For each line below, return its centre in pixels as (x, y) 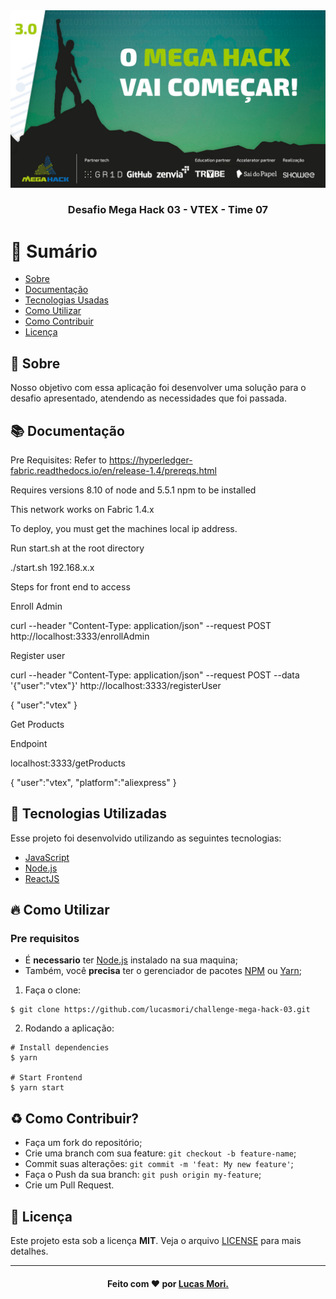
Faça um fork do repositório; (83, 1143)
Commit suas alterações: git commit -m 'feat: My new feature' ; (159, 1164)
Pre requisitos (45, 939)
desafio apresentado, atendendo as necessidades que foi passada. (149, 398)
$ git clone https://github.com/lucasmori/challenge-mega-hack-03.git (160, 1010)
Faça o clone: (53, 990)
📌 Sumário (54, 251)
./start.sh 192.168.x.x (52, 567)
